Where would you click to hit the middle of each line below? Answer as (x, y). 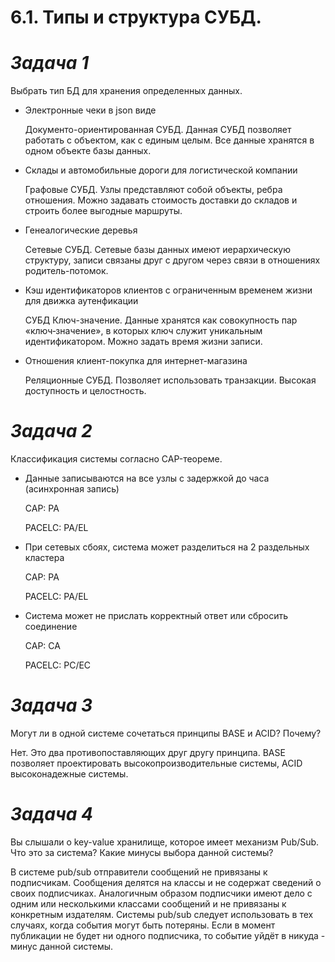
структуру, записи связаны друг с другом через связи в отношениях (172, 260)
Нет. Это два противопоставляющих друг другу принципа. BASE (148, 752)
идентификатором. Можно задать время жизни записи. (143, 342)
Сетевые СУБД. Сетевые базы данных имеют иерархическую (157, 250)
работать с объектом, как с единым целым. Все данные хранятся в (169, 140)
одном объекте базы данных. (88, 151)
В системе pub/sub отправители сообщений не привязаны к (139, 872)
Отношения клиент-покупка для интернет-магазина (136, 361)
